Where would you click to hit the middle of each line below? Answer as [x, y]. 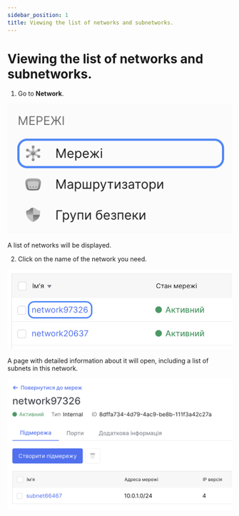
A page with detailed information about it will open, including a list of [108, 360]
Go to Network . [41, 93]
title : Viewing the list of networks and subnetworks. [91, 22]
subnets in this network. [43, 368]
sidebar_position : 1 [38, 15]
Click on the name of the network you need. [82, 259]
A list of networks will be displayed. [60, 245]
